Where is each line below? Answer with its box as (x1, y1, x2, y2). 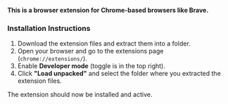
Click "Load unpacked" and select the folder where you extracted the (17, 70, 222, 78)
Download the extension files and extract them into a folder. (17, 39, 191, 48)
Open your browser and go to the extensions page (17, 47, 164, 56)
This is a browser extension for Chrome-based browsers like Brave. (7, 6, 209, 14)
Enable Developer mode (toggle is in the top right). (17, 62, 165, 70)
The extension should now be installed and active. (7, 91, 153, 99)
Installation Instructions (7, 23, 91, 33)
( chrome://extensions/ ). (17, 54, 88, 63)
